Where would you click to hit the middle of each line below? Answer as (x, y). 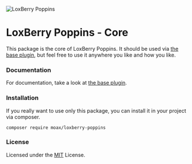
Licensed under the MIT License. (46, 155)
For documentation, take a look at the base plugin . (66, 83)
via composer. (23, 117)
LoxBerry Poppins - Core (67, 33)
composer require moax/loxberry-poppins (56, 128)
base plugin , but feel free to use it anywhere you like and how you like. (91, 55)
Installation (23, 98)
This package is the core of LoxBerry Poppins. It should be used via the (92, 48)
